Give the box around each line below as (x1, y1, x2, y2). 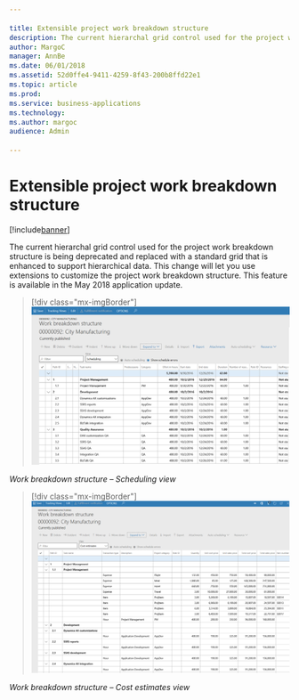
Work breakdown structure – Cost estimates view (9, 681, 190, 692)
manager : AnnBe (9, 52, 66, 61)
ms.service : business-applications (9, 99, 141, 108)
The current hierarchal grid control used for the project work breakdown (9, 241, 274, 252)
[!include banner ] (9, 224, 70, 235)
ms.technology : (9, 108, 66, 118)
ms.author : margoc (9, 118, 77, 126)
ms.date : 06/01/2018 (9, 61, 86, 70)
